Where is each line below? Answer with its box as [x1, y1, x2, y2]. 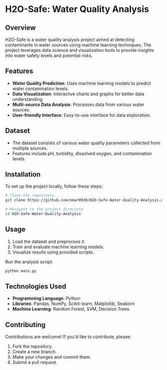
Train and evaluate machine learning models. [12, 244, 104, 250]
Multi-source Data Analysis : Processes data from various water [12, 101, 145, 107]
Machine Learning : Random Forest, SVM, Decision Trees [12, 306, 130, 312]
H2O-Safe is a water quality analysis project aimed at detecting [5, 36, 135, 42]
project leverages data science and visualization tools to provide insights [5, 47, 154, 53]
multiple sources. [12, 145, 48, 151]
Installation [5, 170, 41, 179]
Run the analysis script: [5, 259, 53, 265]
